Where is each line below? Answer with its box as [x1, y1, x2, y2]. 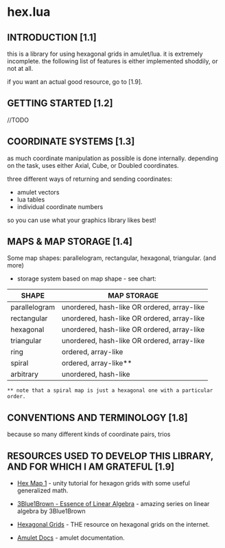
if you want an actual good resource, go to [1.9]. [7, 78, 143, 86]
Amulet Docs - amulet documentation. [16, 534, 125, 542]
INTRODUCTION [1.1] [7, 32, 97, 43]
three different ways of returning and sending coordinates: [7, 175, 173, 183]
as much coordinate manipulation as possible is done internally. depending [7, 154, 218, 162]
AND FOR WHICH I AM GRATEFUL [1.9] [7, 461, 175, 472]
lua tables [16, 195, 45, 204]
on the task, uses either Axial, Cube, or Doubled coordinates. [7, 161, 180, 169]
